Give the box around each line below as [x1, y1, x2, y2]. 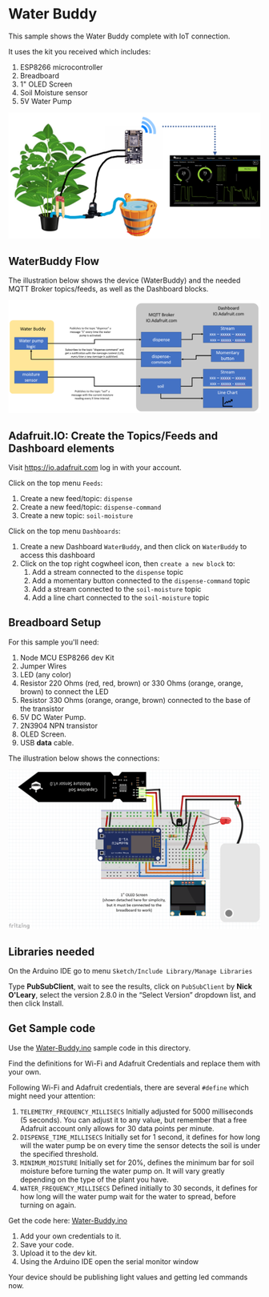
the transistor [19, 704, 65, 713]
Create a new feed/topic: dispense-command [19, 502, 162, 512]
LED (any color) [19, 669, 72, 679]
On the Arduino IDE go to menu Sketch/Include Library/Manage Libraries [8, 966, 253, 975]
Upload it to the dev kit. [19, 1248, 98, 1258]
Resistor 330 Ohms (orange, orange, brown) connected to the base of [19, 695, 251, 705]
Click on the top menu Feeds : [8, 478, 103, 488]
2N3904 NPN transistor [19, 721, 98, 730]
